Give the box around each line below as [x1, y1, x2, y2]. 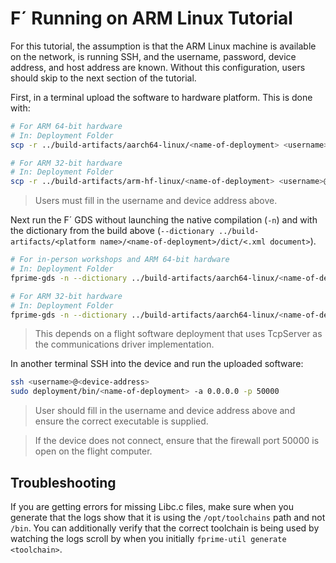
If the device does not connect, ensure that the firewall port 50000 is [34, 435, 320, 447]
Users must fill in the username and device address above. [34, 195, 278, 207]
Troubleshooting [10, 474, 117, 491]
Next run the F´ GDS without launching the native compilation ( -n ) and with [10, 214, 318, 226]
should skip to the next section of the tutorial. [10, 72, 197, 84]
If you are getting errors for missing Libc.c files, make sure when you [10, 501, 294, 512]
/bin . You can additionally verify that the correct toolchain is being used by [10, 522, 320, 534]
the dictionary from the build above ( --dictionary [10, 225, 215, 237]
